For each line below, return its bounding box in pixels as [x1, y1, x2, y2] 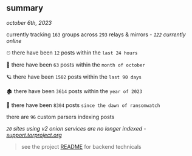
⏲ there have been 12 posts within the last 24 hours [6, 49, 138, 56]
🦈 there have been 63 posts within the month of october [6, 61, 146, 68]
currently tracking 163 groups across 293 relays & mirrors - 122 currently [6, 31, 187, 38]
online [6, 37, 22, 44]
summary [6, 3, 44, 13]
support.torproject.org [6, 131, 62, 138]
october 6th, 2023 [6, 19, 52, 26]
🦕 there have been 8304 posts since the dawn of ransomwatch [6, 101, 160, 109]
